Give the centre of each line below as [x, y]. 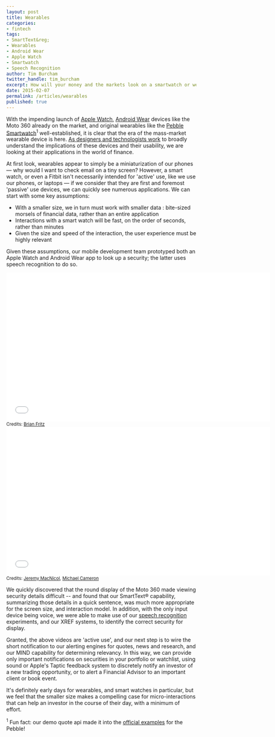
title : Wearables [28, 18]
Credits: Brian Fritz [26, 424]
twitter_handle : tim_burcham [43, 79]
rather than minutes [40, 227]
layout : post [23, 12]
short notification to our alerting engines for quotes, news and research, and [101, 646]
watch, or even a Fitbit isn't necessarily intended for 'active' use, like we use [101, 177]
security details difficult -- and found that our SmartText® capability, [91, 596]
